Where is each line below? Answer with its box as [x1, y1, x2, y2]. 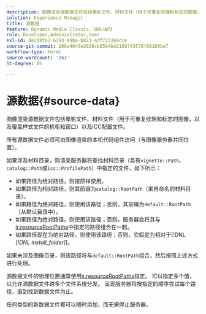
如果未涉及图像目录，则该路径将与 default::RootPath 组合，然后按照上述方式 [6, 252, 198, 259]
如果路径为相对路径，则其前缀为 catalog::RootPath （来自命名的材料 [15, 185, 186, 193]
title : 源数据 [6, 20, 40, 26]
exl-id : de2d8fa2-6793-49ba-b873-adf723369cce [6, 37, 128, 44]
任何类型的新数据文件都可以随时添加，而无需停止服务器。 [6, 301, 151, 308]
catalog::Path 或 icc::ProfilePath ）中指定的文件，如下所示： [6, 164, 161, 172]
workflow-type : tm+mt [6, 49, 62, 55]
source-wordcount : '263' [6, 55, 70, 61]
